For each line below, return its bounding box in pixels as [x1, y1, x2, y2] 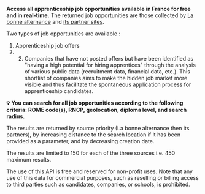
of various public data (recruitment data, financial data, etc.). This [24, 68, 190, 75]
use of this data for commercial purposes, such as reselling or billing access [6, 174, 199, 181]
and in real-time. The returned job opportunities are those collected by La [6, 12, 194, 19]
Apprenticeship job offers [15, 42, 80, 49]
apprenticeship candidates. [24, 88, 94, 94]
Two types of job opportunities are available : [6, 30, 121, 37]
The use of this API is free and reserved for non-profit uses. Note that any [6, 168, 193, 175]
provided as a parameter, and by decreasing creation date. [6, 138, 155, 144]
